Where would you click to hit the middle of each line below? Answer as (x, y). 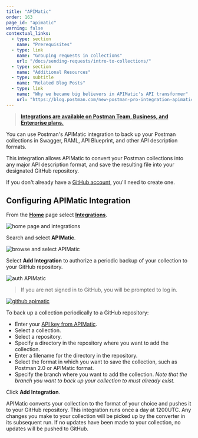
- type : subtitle (33, 77)
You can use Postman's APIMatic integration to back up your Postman (91, 134)
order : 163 (19, 17)
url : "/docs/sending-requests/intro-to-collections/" (84, 61)
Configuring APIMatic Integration (68, 201)
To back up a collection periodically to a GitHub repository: (77, 313)
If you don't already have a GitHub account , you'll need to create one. (91, 182)
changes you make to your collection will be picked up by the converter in (96, 416)
